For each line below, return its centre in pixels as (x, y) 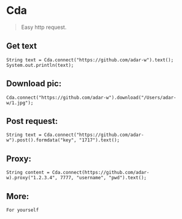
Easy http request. (44, 27)
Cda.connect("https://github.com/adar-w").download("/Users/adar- (91, 97)
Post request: (32, 121)
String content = (28, 173)
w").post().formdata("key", (42, 140)
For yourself (23, 210)
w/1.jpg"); (20, 103)
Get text (22, 46)
